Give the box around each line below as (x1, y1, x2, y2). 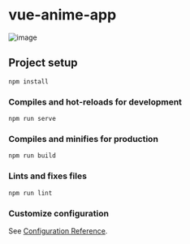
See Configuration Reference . (8, 225, 108, 236)
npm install (8, 77, 49, 86)
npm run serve (8, 115, 57, 123)
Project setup (8, 56, 79, 70)
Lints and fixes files (8, 170, 88, 182)
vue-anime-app (8, 6, 117, 24)
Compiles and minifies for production (8, 133, 158, 144)
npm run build (8, 152, 57, 160)
